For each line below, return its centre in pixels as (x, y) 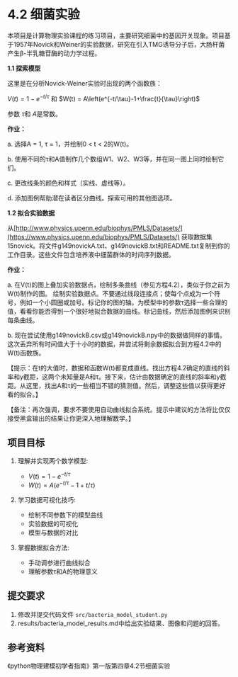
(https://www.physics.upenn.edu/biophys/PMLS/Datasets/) (93, 237)
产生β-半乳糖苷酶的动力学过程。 (54, 53)
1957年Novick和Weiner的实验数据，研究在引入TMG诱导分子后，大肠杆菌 (119, 44)
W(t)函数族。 (26, 353)
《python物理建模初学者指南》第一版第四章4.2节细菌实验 (89, 666)
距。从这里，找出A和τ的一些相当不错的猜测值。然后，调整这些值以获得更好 (117, 385)
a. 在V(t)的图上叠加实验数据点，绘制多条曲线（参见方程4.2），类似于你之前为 (119, 285)
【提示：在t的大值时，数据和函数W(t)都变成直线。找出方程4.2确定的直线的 (116, 368)
